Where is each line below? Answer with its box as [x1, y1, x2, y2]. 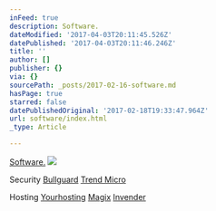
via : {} [9, 72, 39, 82]
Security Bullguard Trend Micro [9, 174, 127, 185]
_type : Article [9, 123, 67, 132]
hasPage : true [9, 89, 64, 98]
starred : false [9, 97, 67, 107]
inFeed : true [9, 13, 59, 23]
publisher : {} [9, 64, 64, 73]
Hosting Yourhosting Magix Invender [9, 192, 147, 202]
